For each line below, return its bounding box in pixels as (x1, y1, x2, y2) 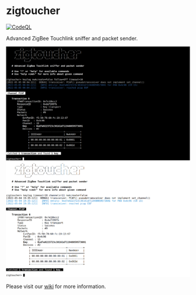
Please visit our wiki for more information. (6, 283, 106, 290)
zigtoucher (6, 4, 60, 18)
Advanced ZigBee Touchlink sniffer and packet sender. (6, 35, 138, 42)
